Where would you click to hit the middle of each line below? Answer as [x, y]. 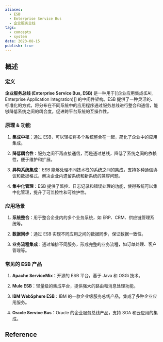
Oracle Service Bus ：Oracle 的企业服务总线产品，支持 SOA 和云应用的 [83, 313]
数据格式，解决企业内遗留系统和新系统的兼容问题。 [72, 176]
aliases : [14, 9]
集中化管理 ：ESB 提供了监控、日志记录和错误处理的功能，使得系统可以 [83, 186]
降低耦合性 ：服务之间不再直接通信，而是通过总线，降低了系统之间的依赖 [84, 153]
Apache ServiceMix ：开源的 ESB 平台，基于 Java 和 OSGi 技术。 [77, 276]
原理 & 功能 [18, 126]
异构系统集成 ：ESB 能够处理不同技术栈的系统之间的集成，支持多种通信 [83, 170]
